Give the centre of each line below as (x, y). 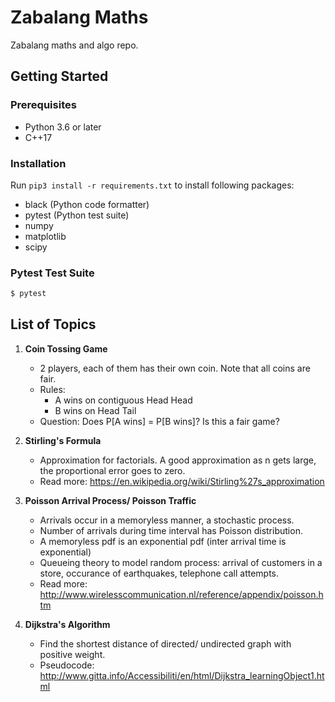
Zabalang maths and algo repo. (74, 45)
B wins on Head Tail (95, 410)
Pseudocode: (67, 665)
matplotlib (45, 236)
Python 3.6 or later (63, 127)
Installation (38, 163)
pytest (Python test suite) (77, 215)
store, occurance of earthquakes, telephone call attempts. (159, 573)
